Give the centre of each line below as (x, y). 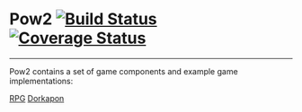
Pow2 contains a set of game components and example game (124, 71)
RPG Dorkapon (37, 98)
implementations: (41, 81)
